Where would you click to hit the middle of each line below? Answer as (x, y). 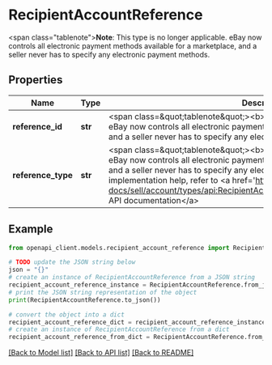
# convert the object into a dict (67, 314)
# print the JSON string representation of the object (103, 292)
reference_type (42, 175)
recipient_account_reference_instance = (78, 285)
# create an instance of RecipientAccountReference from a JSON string (132, 278)
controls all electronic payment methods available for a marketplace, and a (133, 45)
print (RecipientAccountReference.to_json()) (85, 300)
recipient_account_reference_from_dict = (79, 337)
